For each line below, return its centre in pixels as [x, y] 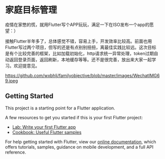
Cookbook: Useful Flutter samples [47, 132]
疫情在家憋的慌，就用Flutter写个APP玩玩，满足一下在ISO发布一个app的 [77, 25]
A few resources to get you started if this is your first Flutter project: [74, 117]
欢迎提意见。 [27, 66]
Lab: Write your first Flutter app [44, 127]
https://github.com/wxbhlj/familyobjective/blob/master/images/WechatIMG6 [82, 75]
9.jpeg [12, 80]
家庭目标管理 [31, 10]
